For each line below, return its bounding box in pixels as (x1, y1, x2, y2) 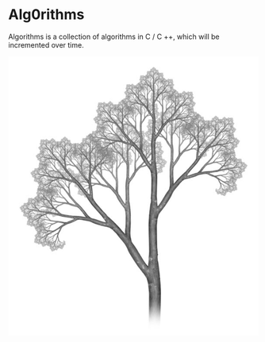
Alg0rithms (8, 6, 85, 24)
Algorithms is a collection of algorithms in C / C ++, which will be (8, 32, 220, 41)
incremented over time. (8, 40, 85, 49)
